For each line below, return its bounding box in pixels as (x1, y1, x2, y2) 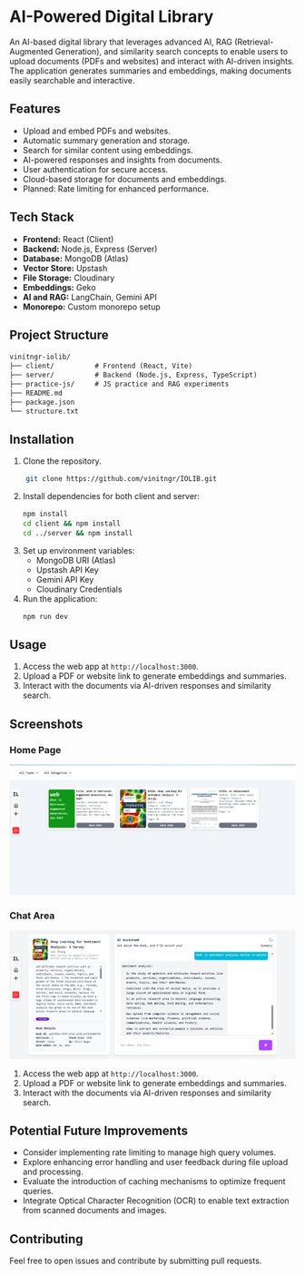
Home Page (9, 743, 62, 756)
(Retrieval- (234, 36, 274, 47)
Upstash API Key (35, 564, 99, 575)
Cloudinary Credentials (35, 584, 123, 594)
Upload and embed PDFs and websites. (22, 125, 171, 136)
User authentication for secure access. (22, 163, 169, 174)
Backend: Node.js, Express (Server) (22, 243, 158, 254)
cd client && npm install (22, 519, 121, 528)
